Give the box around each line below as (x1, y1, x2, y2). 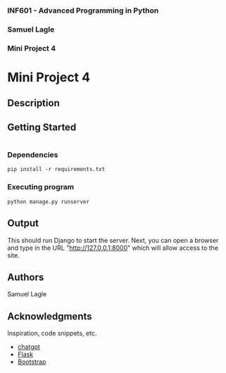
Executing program (7, 182, 75, 192)
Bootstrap (17, 358, 46, 366)
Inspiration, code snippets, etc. (7, 329, 97, 338)
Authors (7, 271, 44, 283)
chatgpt (17, 343, 41, 351)
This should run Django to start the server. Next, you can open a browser (7, 236, 219, 244)
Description (7, 97, 60, 109)
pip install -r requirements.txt (7, 166, 106, 173)
